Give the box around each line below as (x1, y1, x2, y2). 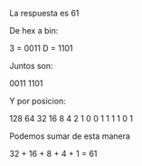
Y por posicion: (9, 95, 66, 106)
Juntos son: (9, 61, 53, 71)
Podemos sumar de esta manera (9, 131, 131, 142)
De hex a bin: (9, 25, 59, 35)
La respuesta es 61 (9, 8, 80, 18)
